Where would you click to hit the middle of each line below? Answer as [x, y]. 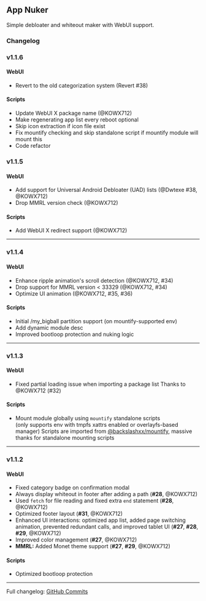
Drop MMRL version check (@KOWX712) [67, 203]
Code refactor [33, 146]
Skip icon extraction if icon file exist [60, 126]
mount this [29, 139]
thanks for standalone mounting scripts [65, 438]
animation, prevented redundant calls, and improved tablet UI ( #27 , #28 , [107, 527]
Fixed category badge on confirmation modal [72, 488]
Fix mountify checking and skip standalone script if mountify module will [107, 133]
